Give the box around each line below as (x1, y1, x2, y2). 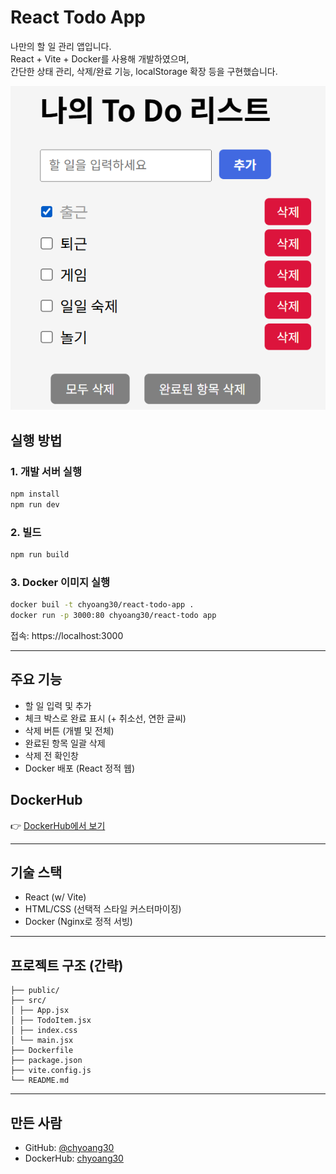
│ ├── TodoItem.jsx (10, 1016, 92, 1026)
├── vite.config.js (10, 1066, 92, 1076)
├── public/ (10, 986, 60, 996)
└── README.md (10, 1076, 70, 1086)
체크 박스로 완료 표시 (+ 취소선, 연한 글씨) (24, 712, 187, 724)
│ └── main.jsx (10, 1036, 74, 1046)
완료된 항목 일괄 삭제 (24, 737, 106, 749)
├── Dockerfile (10, 1046, 74, 1056)
